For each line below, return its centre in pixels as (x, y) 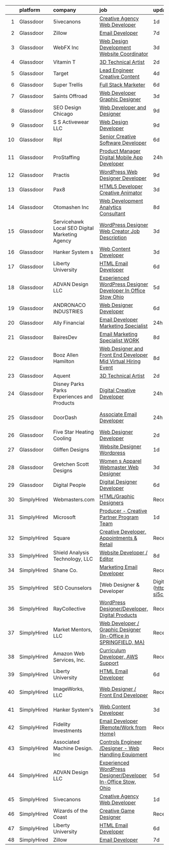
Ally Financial (69, 323)
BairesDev (65, 337)
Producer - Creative (123, 511)
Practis (61, 175)
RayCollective (69, 609)
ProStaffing (66, 157)
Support (109, 663)
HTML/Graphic (117, 496)
